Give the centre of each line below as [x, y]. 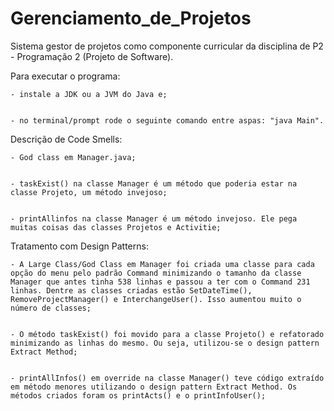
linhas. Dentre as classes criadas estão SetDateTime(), [131, 290]
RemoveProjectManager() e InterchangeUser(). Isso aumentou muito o [156, 299]
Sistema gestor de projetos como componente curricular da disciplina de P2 [167, 46]
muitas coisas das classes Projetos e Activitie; [116, 227]
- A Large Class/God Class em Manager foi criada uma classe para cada [162, 264]
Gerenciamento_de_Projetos [131, 18]
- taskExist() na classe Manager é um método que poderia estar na [154, 183]
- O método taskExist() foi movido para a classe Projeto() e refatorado [167, 334]
